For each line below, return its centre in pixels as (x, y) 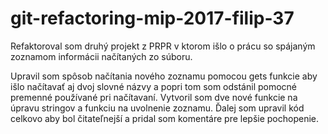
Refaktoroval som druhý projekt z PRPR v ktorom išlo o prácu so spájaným (163, 46)
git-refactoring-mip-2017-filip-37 (152, 18)
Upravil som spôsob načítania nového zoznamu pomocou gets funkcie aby (164, 76)
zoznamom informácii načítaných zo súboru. (101, 56)
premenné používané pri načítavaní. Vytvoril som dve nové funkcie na (154, 97)
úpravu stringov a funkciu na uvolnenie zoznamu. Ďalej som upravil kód (157, 108)
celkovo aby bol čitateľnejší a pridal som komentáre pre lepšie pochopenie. (165, 118)
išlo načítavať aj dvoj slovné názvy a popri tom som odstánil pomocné (154, 86)
